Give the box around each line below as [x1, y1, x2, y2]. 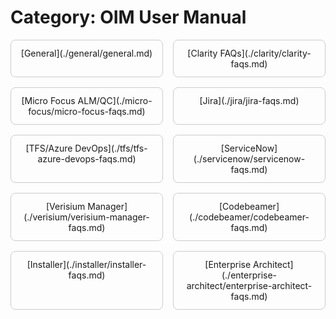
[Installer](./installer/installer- [26, 258, 147, 270]
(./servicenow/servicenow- [193, 152, 306, 165]
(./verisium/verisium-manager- [23, 211, 150, 223]
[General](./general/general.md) [20, 47, 153, 59]
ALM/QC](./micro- [77, 94, 153, 106]
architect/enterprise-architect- [186, 279, 313, 291]
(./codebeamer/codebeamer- [189, 211, 310, 223]
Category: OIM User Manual [10, 6, 247, 29]
